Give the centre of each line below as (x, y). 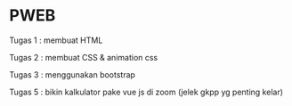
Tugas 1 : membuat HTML (56, 40)
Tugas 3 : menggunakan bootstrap (73, 74)
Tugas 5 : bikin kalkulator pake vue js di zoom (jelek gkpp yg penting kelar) (146, 92)
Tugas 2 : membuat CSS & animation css (84, 57)
